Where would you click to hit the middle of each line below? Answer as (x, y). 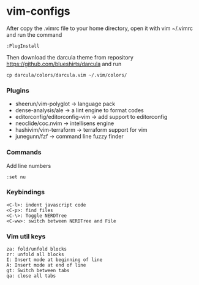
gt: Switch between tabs (38, 271)
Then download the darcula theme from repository (70, 57)
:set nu (16, 177)
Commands (24, 153)
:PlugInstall (23, 46)
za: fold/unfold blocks (37, 249)
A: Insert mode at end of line (46, 265)
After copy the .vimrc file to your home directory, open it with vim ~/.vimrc (99, 28)
